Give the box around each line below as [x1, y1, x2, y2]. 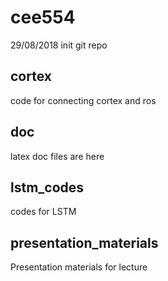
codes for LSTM [10, 206, 77, 218]
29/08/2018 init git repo [10, 39, 108, 51]
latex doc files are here [10, 150, 105, 162]
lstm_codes [10, 179, 85, 196]
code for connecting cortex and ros [10, 94, 157, 106]
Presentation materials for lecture [10, 261, 148, 273]
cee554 [10, 6, 76, 29]
